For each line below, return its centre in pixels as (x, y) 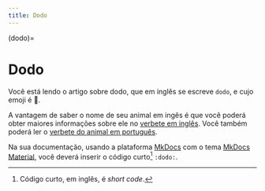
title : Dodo (28, 15)
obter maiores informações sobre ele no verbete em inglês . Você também (128, 123)
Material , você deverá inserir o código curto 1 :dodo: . (93, 156)
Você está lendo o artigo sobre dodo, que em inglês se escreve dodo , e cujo (131, 91)
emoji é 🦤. (24, 100)
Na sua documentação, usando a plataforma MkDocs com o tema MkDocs (129, 147)
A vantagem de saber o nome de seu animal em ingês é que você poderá (127, 115)
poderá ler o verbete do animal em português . (83, 131)
